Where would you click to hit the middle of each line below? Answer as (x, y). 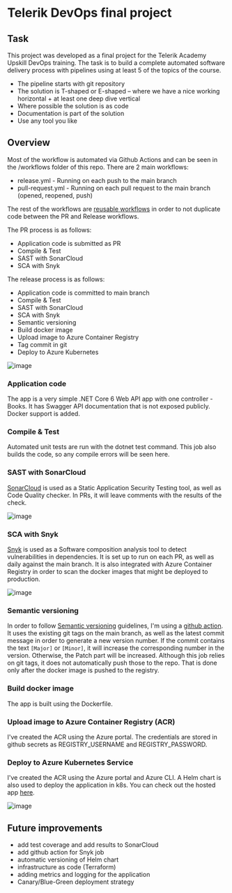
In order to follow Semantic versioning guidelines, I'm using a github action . (115, 626)
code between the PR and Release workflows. (73, 216)
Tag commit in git (42, 344)
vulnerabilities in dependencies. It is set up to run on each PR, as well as (111, 557)
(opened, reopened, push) (55, 195)
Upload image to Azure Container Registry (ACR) (91, 722)
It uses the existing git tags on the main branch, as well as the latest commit (116, 633)
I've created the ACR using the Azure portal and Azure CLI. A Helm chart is (114, 778)
